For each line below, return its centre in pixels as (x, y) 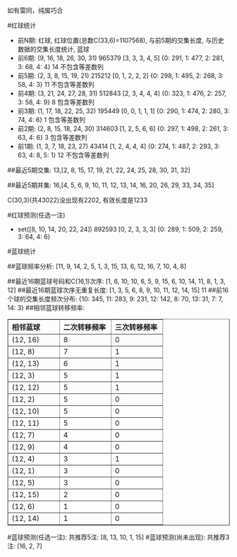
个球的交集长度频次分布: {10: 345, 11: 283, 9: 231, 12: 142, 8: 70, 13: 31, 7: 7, (115, 299)
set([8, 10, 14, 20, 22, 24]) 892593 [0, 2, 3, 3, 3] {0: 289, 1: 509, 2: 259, (120, 229)
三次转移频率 (136, 327)
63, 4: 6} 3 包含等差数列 (52, 137)
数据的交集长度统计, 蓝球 (53, 49)
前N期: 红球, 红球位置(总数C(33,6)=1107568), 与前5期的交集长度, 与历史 (121, 40)
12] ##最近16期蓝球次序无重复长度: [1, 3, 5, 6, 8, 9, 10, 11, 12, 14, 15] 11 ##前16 (118, 290)
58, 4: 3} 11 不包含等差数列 (56, 84)
